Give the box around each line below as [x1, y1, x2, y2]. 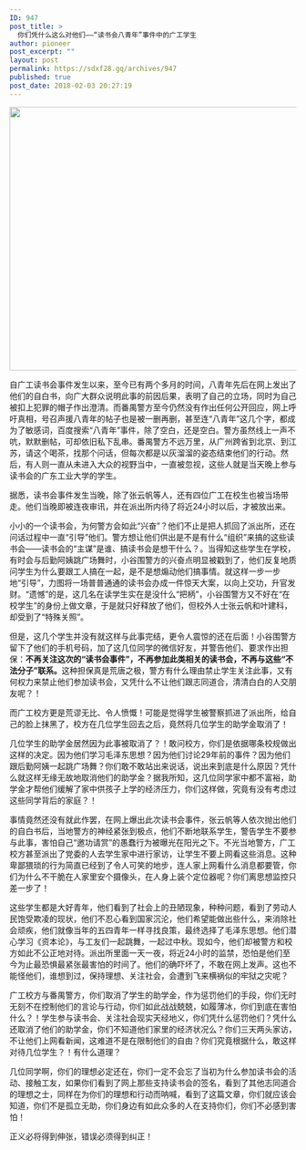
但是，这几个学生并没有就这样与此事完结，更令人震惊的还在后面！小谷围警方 [9, 631, 297, 642]
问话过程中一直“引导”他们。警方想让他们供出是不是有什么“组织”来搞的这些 [9, 531, 287, 542]
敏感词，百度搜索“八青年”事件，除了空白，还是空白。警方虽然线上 [25, 425, 272, 436]
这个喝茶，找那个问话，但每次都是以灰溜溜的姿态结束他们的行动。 [33, 447, 280, 458]
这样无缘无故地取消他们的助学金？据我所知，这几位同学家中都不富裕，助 [25, 772, 297, 783]
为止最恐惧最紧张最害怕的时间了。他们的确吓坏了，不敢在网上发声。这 [16, 959, 280, 970]
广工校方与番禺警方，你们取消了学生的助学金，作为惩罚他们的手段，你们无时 [9, 990, 297, 1001]
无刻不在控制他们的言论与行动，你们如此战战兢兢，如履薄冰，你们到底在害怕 [9, 1001, 297, 1011]
